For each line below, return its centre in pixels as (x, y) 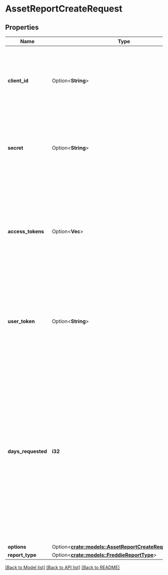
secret (15, 148)
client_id (18, 81)
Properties (22, 27)
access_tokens (26, 231)
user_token (21, 321)
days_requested (27, 451)
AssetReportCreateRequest (64, 9)
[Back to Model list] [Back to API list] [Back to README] (62, 567)
